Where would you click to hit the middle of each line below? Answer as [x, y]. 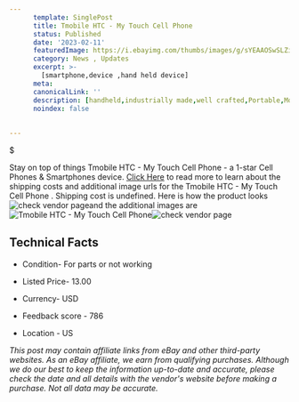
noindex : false [61, 109]
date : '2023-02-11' [69, 42]
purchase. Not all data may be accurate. [84, 388]
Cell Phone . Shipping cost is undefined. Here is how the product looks [139, 196]
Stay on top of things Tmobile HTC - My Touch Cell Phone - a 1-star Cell [141, 167]
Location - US [48, 333]
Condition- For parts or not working [87, 264]
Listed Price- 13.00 [57, 281]
